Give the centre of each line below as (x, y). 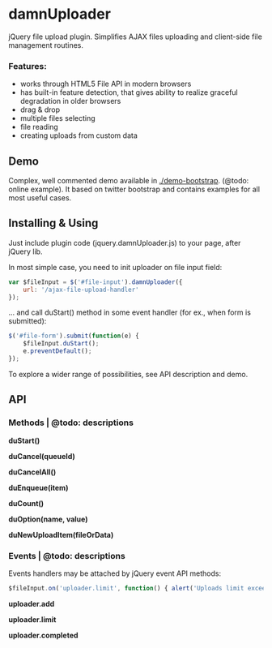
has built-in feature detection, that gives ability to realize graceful (129, 92)
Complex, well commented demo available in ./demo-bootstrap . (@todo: (129, 181)
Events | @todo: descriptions (67, 556)
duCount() (26, 503)
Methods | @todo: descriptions (71, 423)
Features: (28, 66)
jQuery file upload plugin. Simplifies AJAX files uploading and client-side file (136, 36)
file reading (39, 127)
